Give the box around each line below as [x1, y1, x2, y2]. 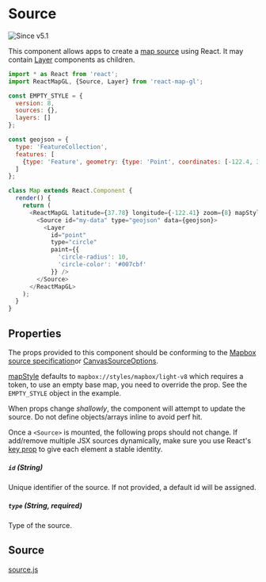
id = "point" [50, 231, 87, 239]
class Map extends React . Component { [8, 187, 133, 195]
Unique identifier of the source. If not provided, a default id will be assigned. [8, 482, 256, 492]
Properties [8, 327, 62, 340]
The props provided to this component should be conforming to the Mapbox [8, 348, 256, 357]
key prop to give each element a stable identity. [8, 445, 163, 454]
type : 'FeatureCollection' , [15, 143, 108, 151]
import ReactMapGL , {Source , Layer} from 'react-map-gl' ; [8, 77, 203, 86]
